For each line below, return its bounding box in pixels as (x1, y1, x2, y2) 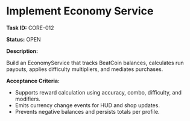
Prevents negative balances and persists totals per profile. (14, 108, 160, 115)
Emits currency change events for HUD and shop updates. (14, 101, 160, 109)
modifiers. (14, 95, 40, 102)
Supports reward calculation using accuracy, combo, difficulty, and (14, 88, 182, 96)
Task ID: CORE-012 (6, 24, 54, 31)
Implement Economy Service (6, 4, 154, 18)
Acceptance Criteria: (6, 77, 60, 84)
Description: (6, 47, 38, 55)
